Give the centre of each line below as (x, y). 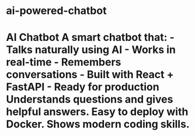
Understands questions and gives (90, 100)
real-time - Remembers (64, 62)
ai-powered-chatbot (56, 11)
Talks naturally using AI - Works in (91, 50)
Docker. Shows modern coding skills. (98, 124)
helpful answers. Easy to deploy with (97, 112)
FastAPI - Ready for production (83, 87)
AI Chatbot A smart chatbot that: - (90, 38)
